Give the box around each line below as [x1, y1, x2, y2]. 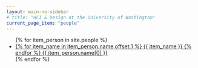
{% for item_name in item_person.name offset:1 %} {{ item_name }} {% [15, 43, 192, 50]
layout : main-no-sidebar [6, 8, 69, 15]
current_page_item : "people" [6, 20, 80, 26]
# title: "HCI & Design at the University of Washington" [6, 14, 156, 20]
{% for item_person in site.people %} [15, 37, 108, 44]
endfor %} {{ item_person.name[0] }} [15, 49, 108, 57]
